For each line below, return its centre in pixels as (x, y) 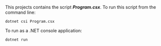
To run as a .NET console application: (44, 31)
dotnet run (16, 40)
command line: (20, 12)
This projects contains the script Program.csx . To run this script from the (81, 7)
